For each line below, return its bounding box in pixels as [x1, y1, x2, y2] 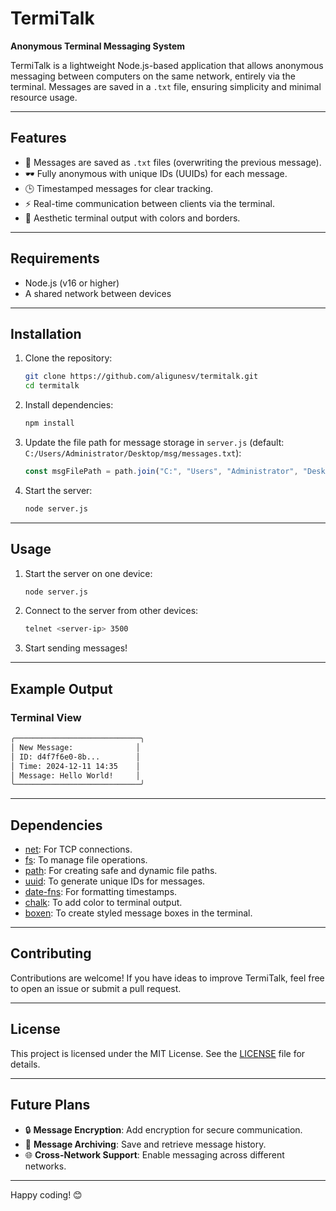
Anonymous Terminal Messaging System [10, 40, 186, 52]
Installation [10, 325, 82, 342]
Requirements [10, 250, 100, 267]
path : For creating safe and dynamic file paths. [24, 865, 218, 877]
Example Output [10, 680, 113, 697]
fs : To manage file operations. [24, 854, 148, 866]
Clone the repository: [24, 352, 113, 364]
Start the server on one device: [24, 567, 153, 579]
